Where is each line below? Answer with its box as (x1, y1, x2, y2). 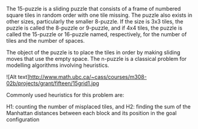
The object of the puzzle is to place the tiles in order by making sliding (6, 49, 181, 56)
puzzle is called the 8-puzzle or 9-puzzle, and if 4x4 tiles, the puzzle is (6, 24, 182, 31)
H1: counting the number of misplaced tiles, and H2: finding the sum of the (6, 103, 191, 110)
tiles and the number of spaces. (6, 37, 85, 44)
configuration (6, 116, 40, 123)
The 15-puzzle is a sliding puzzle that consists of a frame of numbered (6, 5, 181, 12)
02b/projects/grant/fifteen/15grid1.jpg (6, 80, 99, 87)
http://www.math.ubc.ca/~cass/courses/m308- (29, 74, 147, 80)
